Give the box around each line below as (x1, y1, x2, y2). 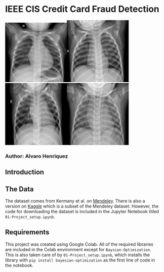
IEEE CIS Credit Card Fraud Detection (5, 3, 160, 15)
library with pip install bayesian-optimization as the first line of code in (5, 257, 155, 263)
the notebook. (5, 262, 34, 268)
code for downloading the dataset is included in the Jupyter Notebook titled (5, 209, 159, 215)
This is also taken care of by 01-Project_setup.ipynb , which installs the (5, 252, 150, 258)
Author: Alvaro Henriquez (5, 153, 68, 160)
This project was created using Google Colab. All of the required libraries (5, 241, 154, 247)
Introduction (5, 168, 44, 176)
